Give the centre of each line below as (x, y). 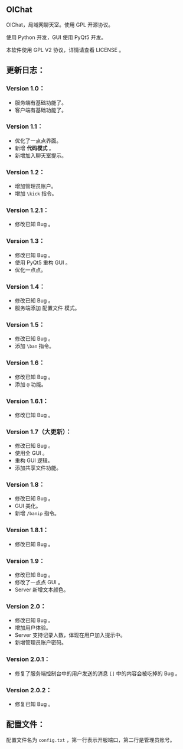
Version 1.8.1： (27, 530)
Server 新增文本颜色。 (42, 590)
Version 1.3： (26, 241)
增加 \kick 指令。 (36, 194)
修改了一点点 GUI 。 (39, 582)
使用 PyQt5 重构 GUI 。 (43, 262)
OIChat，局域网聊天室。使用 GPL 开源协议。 (60, 25)
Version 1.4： (26, 286)
